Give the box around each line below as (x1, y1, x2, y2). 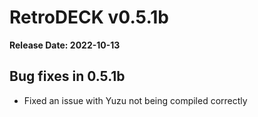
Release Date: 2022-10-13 (9, 39, 121, 51)
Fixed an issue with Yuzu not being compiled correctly (23, 94, 248, 106)
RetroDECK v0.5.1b (9, 6, 169, 29)
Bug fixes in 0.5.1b (9, 68, 126, 85)
